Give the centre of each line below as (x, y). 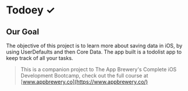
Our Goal (23, 32)
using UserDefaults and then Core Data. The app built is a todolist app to (94, 52)
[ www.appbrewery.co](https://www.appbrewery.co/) (84, 82)
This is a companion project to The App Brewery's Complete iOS (98, 69)
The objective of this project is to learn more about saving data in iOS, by (94, 45)
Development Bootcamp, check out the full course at (84, 76)
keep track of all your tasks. (40, 58)
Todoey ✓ (31, 10)
